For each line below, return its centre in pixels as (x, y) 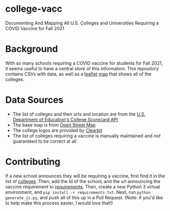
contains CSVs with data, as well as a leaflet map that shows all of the (78, 74)
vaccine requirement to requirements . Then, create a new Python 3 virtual (83, 187)
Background (32, 49)
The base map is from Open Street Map (54, 125)
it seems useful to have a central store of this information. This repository (82, 68)
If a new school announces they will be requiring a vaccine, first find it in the (85, 176)
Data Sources (34, 100)
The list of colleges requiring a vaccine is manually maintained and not (87, 136)
